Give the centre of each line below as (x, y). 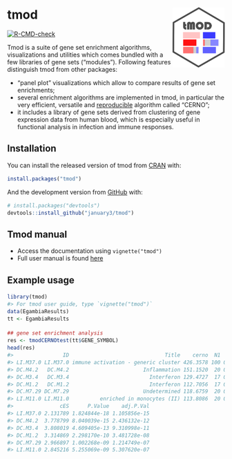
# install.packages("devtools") (54, 205)
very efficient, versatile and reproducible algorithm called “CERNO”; (113, 104)
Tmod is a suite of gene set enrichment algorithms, (79, 47)
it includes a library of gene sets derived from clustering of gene (109, 112)
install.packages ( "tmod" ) (44, 179)
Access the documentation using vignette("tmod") (89, 251)
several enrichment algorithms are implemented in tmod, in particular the (120, 97)
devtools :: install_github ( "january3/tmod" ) (71, 213)
